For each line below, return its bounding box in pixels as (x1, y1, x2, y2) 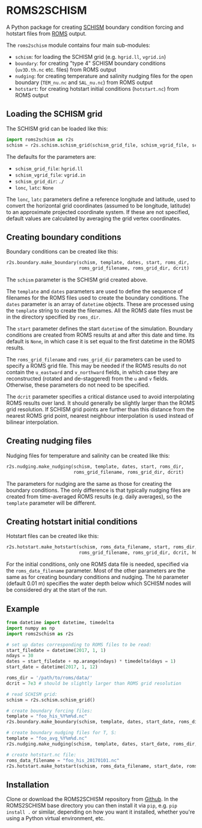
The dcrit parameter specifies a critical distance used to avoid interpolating (6, 393, 195, 400)
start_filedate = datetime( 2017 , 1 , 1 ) (6, 647, 106, 653)
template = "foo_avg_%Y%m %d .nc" (6, 735, 87, 741)
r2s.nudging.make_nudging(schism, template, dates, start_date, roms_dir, (6, 741, 198, 747)
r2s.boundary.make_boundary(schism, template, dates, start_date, (6, 719, 176, 725)
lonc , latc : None (14, 184, 54, 191)
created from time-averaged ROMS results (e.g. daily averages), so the (6, 492, 182, 500)
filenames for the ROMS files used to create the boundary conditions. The (6, 294, 189, 301)
